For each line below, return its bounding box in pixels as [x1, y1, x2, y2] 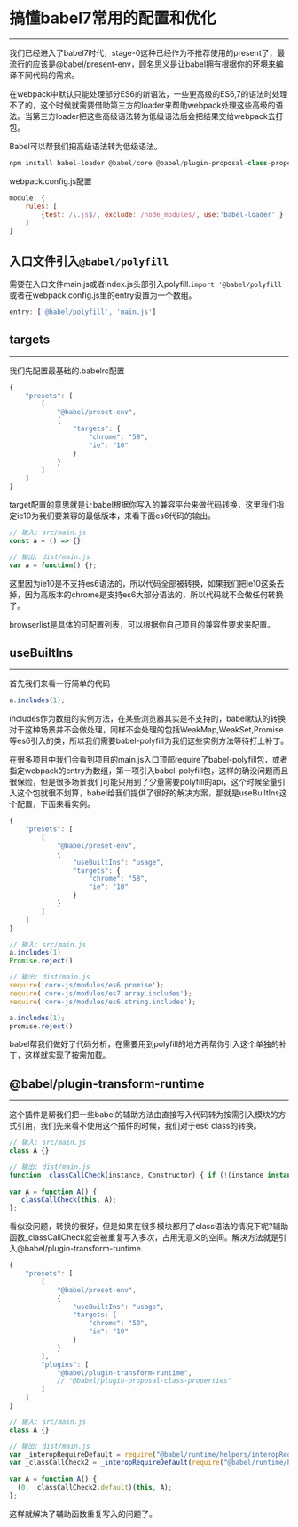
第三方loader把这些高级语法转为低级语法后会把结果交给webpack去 [32, 110, 276, 121]
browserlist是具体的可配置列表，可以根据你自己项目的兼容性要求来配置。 [9, 619, 275, 629]
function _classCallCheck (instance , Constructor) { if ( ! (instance [9, 1171, 264, 1179]
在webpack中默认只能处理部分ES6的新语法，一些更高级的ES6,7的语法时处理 [9, 88, 288, 99]
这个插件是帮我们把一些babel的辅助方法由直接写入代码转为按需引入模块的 [9, 1109, 278, 1120]
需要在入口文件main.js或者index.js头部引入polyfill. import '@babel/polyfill [9, 279, 282, 289]
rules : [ [25, 202, 58, 211]
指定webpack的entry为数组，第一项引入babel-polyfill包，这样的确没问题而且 [9, 765, 289, 776]
